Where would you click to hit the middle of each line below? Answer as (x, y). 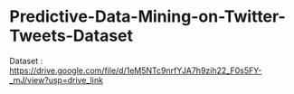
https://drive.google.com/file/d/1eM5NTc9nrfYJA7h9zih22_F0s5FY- (136, 70)
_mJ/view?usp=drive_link (57, 80)
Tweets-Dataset (71, 36)
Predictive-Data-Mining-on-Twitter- (148, 17)
